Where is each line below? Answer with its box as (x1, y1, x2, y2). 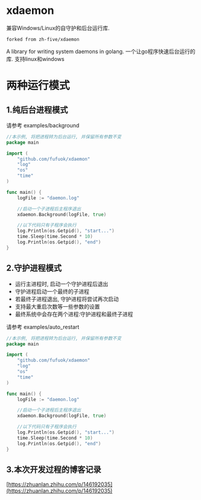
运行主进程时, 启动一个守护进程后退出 (14, 280, 109, 287)
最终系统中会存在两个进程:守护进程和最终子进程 (14, 310, 133, 318)
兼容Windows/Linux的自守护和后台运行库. (6, 24, 110, 31)
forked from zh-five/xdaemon (6, 36, 80, 42)
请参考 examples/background (6, 121, 80, 129)
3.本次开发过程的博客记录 (6, 464, 101, 475)
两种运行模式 (6, 79, 71, 92)
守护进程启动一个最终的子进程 (14, 287, 89, 295)
